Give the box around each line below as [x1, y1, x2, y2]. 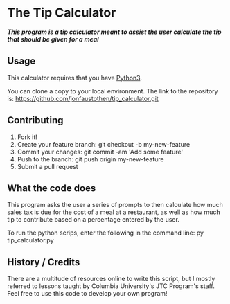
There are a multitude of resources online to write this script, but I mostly [7, 275, 215, 283]
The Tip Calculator [7, 5, 116, 21]
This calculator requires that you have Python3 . [7, 73, 142, 82]
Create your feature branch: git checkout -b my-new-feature [17, 140, 191, 148]
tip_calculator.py [7, 236, 54, 244]
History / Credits [7, 256, 80, 268]
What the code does [7, 182, 96, 194]
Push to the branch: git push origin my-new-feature [17, 154, 164, 163]
